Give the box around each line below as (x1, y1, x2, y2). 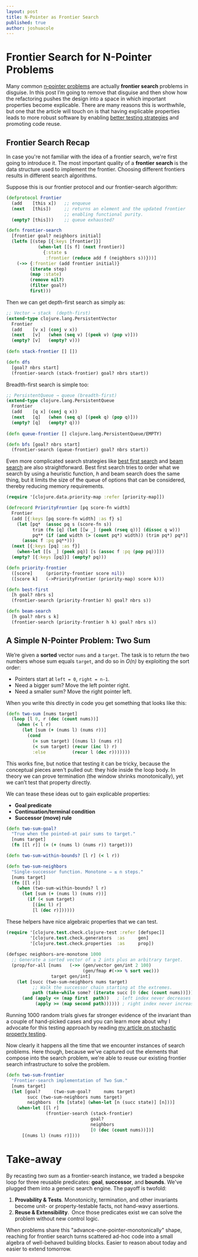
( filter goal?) (29, 282, 67, 288)
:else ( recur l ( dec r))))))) (32, 749, 131, 755)
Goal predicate (14, 801, 52, 808)
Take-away (6, 1152, 62, 1166)
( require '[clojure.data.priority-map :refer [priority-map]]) (6, 494, 165, 500)
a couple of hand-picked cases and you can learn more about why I (6, 1018, 171, 1025)
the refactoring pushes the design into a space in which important (6, 95, 166, 102)
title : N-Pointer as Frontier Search (6, 14, 99, 20)
